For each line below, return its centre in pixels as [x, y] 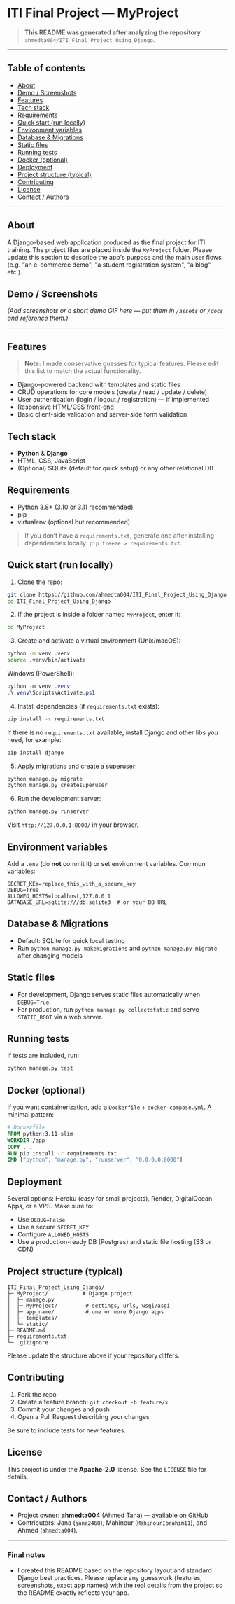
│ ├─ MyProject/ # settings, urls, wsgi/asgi [89, 1306]
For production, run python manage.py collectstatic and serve [108, 1009]
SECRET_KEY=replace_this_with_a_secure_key [72, 884]
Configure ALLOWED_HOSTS [53, 1234]
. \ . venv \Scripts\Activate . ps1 [51, 692]
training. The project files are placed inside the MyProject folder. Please [110, 249]
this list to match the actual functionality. [83, 371]
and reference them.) [38, 318]
